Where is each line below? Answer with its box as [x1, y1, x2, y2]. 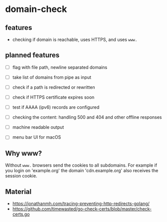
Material [5, 187, 31, 196]
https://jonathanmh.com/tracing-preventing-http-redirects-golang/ [12, 201, 150, 207]
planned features [5, 51, 60, 59]
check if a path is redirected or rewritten [12, 84, 95, 90]
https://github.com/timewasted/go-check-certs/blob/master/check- [12, 206, 152, 212]
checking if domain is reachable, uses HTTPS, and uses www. [12, 36, 138, 42]
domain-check [5, 3, 67, 15]
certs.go [12, 211, 30, 217]
